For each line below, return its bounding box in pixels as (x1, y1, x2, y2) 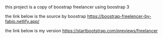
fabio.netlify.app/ (5, 19, 40, 24)
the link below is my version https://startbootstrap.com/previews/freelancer (5, 28, 158, 33)
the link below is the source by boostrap (5, 13, 86, 19)
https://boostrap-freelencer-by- (87, 13, 151, 19)
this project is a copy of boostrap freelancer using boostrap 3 (5, 4, 130, 10)
